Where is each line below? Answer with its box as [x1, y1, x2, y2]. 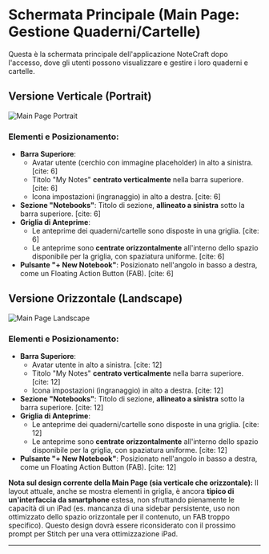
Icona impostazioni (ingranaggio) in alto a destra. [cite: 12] [31, 385, 224, 395]
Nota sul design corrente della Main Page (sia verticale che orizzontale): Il [8, 478, 259, 487]
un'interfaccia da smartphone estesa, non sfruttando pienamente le [8, 495, 235, 505]
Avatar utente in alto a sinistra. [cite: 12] [31, 360, 163, 370]
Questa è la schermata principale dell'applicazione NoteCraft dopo [8, 49, 228, 59]
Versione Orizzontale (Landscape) [8, 291, 183, 306]
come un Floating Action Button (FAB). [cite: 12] [19, 462, 177, 472]
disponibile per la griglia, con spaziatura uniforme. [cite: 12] [31, 446, 228, 455]
